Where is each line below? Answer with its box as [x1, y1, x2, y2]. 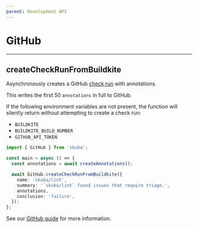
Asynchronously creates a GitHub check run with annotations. [6, 80, 157, 87]
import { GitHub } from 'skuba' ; [6, 145, 88, 151]
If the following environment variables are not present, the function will [6, 103, 178, 110]
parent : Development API [6, 8, 67, 15]
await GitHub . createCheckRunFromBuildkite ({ [11, 171, 123, 177]
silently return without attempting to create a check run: [6, 110, 141, 117]
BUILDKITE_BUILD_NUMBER [14, 128, 74, 134]
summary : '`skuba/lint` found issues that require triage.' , [16, 182, 170, 189]
